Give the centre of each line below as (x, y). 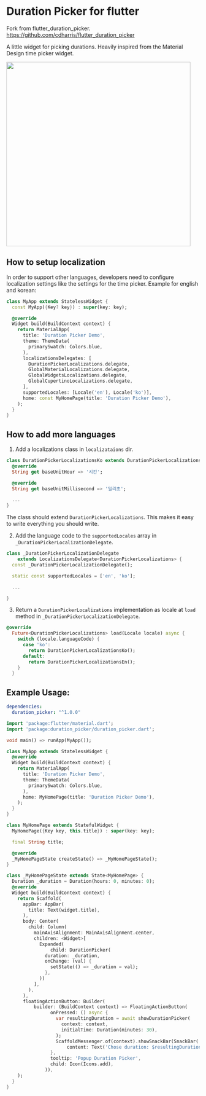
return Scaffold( (40, 898)
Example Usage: (38, 692)
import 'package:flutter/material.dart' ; (60, 723)
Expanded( (51, 944)
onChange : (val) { (68, 961)
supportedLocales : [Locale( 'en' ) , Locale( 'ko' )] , (87, 392)
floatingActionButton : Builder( (64, 1001)
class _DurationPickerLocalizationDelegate (63, 554)
